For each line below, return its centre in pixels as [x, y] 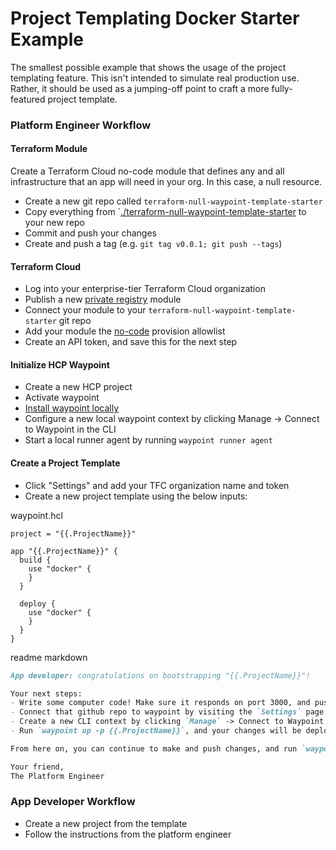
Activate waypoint [62, 398]
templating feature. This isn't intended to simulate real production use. [155, 78]
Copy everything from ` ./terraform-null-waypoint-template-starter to [165, 212]
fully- [282, 88]
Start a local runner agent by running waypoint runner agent [148, 440]
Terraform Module [49, 149]
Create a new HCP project [78, 387]
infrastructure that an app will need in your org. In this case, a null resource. [166, 182]
